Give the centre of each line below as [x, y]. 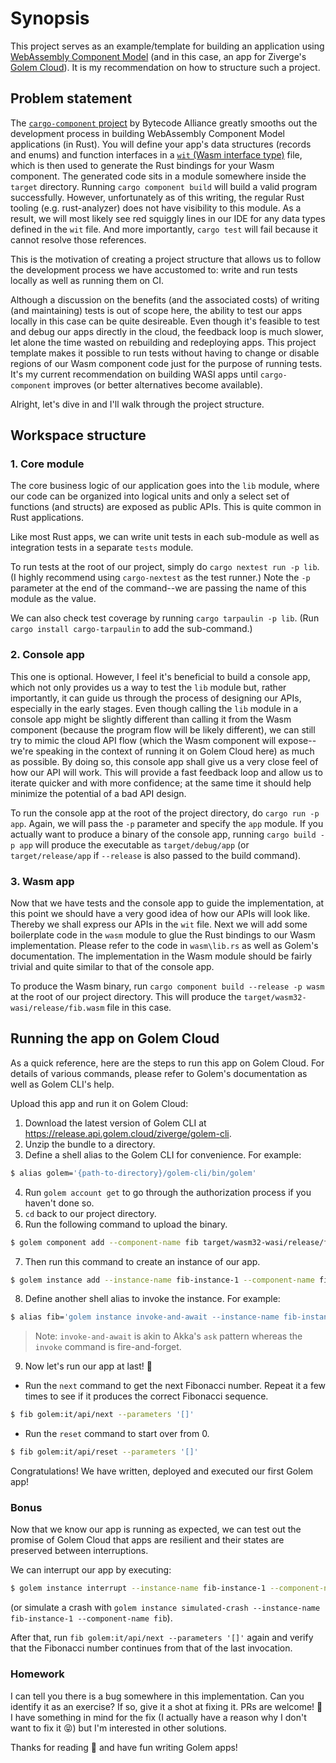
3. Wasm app [42, 881]
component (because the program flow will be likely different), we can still [163, 729]
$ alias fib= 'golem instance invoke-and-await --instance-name [145, 1317]
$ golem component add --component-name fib [104, 1242]
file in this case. [139, 1008]
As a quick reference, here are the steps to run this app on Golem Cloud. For [167, 1063]
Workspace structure [78, 435]
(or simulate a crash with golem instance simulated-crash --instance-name [165, 1608]
